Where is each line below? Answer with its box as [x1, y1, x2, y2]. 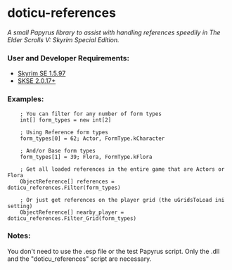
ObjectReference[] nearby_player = [20, 209, 124, 216]
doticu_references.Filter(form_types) [7, 184, 121, 191]
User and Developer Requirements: [7, 53, 130, 63]
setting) [7, 202, 33, 210]
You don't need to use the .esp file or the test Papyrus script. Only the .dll [7, 247, 220, 255]
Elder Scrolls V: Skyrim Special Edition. [7, 35, 120, 44]
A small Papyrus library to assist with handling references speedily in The [7, 28, 221, 37]
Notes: [7, 231, 31, 240]
